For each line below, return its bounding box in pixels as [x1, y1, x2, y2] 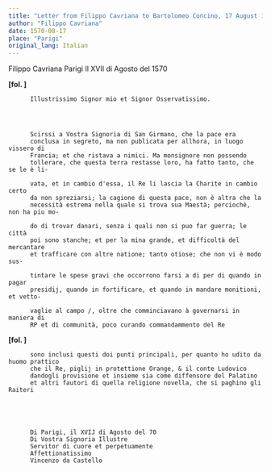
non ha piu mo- [8, 208, 60, 216]
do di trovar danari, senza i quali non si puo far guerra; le [29, 223, 248, 231]
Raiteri [8, 386, 35, 394]
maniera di [8, 314, 45, 323]
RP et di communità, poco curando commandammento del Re [29, 321, 226, 329]
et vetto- [8, 293, 42, 301]
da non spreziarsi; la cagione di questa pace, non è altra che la [29, 194, 262, 202]
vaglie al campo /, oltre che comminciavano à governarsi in [29, 307, 240, 315]
